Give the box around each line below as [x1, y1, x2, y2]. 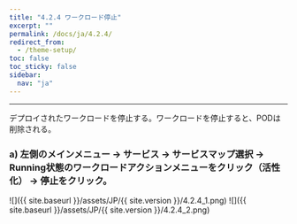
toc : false [9, 54, 49, 63]
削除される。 [9, 123, 56, 134]
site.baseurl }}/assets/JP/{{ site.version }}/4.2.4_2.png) [9, 205, 210, 215]
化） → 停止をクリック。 [9, 174, 112, 187]
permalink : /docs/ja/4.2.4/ [9, 29, 113, 38]
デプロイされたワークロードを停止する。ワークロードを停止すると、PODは [9, 112, 281, 123]
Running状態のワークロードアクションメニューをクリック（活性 [9, 161, 281, 174]
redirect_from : [9, 37, 65, 47]
